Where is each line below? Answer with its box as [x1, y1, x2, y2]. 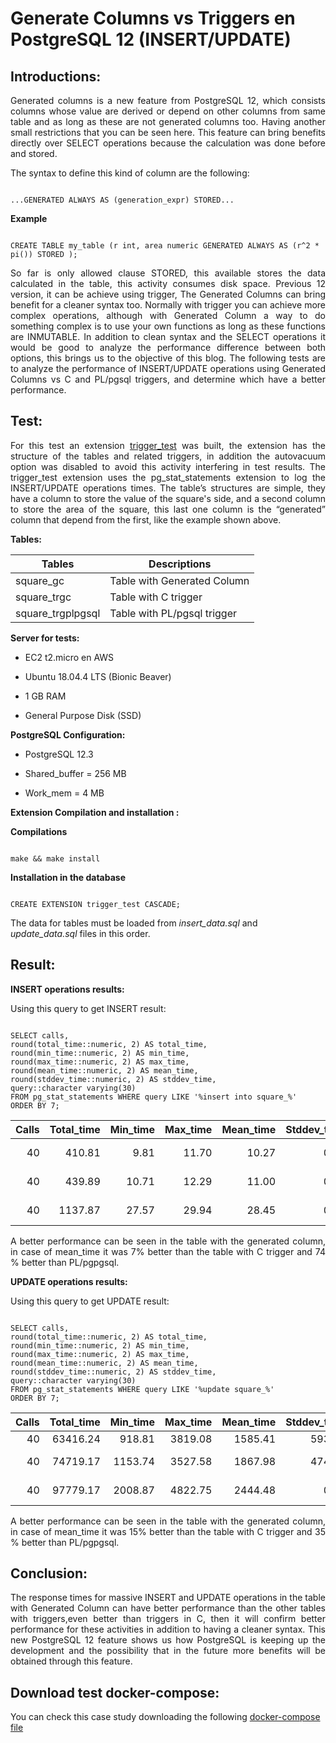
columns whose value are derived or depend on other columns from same [10, 105, 326, 117]
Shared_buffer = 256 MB [24, 767, 127, 779]
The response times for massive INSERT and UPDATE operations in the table [10, 1592, 326, 1604]
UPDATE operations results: [10, 1275, 128, 1287]
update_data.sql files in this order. [10, 927, 151, 939]
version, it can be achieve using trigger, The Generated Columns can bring [10, 288, 326, 300]
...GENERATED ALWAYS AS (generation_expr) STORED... [10, 195, 235, 205]
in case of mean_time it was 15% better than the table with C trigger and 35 [10, 1525, 326, 1537]
